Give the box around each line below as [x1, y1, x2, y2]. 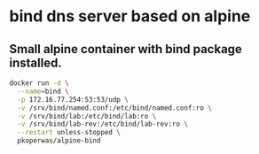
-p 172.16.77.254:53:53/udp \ [17, 95, 129, 104]
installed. [9, 55, 62, 70]
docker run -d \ [9, 79, 69, 88]
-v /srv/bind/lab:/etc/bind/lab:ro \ [17, 112, 157, 120]
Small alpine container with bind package [9, 42, 242, 57]
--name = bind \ [17, 87, 69, 96]
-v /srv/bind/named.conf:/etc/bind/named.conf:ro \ [17, 104, 213, 112]
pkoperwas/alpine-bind [17, 136, 101, 145]
